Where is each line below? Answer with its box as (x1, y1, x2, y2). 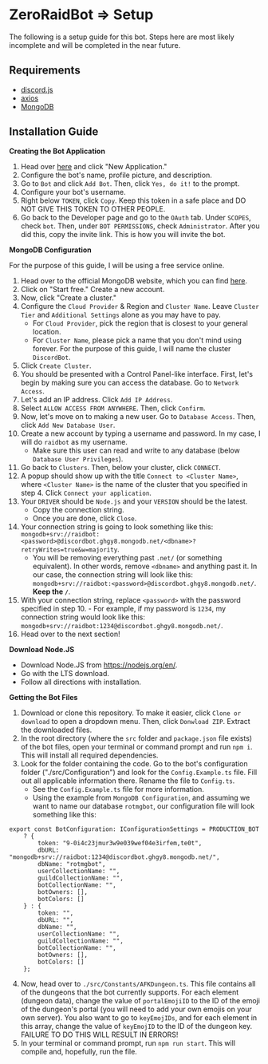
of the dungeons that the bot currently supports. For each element (20, 987, 239, 997)
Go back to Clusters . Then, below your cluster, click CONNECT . (20, 462, 222, 472)
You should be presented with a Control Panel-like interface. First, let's (20, 369, 254, 378)
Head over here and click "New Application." (20, 161, 167, 171)
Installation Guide (9, 125, 99, 139)
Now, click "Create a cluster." (20, 293, 117, 303)
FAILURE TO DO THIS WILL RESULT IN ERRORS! (20, 1030, 179, 1039)
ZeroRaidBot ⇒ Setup (9, 6, 154, 24)
